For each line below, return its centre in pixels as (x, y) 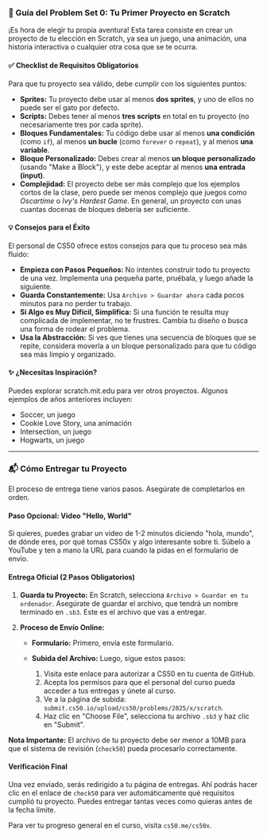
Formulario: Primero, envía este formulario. (103, 643)
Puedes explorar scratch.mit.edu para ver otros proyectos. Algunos (118, 391)
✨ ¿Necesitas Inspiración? (53, 372)
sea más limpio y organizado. (68, 354)
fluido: (19, 254)
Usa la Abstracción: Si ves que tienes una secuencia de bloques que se (138, 337)
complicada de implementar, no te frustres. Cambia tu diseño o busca (134, 320)
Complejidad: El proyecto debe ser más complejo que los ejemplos (130, 183)
